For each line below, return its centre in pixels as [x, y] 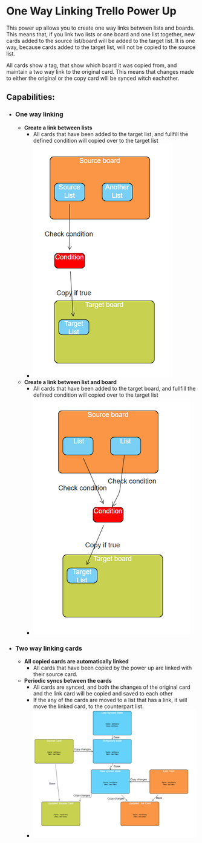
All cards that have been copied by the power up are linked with [112, 668]
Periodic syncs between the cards [68, 680]
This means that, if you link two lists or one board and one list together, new [101, 34]
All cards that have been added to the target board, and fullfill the [114, 388]
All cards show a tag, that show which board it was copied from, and [92, 65]
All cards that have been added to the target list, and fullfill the [111, 134]
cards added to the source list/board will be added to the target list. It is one [101, 41]
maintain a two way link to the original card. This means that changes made [100, 71]
